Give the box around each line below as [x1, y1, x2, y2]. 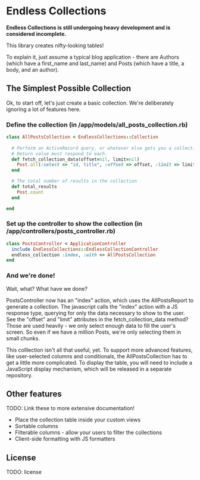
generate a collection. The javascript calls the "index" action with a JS [6, 303, 178, 310]
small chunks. [6, 334, 40, 341]
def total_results [11, 184, 58, 190]
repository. [6, 371, 33, 379]
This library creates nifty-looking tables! [6, 42, 104, 49]
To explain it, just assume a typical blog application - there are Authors [6, 53, 180, 60]
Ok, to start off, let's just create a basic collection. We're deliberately [6, 99, 174, 106]
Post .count [17, 189, 44, 195]
